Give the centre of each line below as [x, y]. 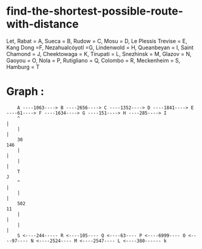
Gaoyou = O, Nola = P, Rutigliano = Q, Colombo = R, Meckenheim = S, [93, 60]
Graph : [25, 92]
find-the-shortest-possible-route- [95, 11]
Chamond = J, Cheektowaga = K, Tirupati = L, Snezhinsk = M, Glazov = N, [99, 54]
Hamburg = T [23, 67]
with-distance [42, 24]
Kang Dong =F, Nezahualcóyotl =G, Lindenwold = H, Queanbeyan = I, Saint [100, 47]
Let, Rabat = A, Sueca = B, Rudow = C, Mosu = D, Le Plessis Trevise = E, [97, 41]
